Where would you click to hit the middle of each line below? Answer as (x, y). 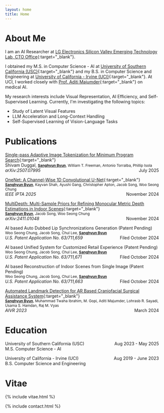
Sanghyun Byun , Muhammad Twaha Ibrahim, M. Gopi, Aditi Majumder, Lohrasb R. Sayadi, (82, 301)
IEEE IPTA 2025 (21, 194)
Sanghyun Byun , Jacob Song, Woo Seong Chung (48, 214)
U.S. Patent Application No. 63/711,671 (43, 257)
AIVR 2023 (16, 310)
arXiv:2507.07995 (23, 170)
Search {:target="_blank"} (31, 160)
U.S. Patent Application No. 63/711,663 (44, 282)
